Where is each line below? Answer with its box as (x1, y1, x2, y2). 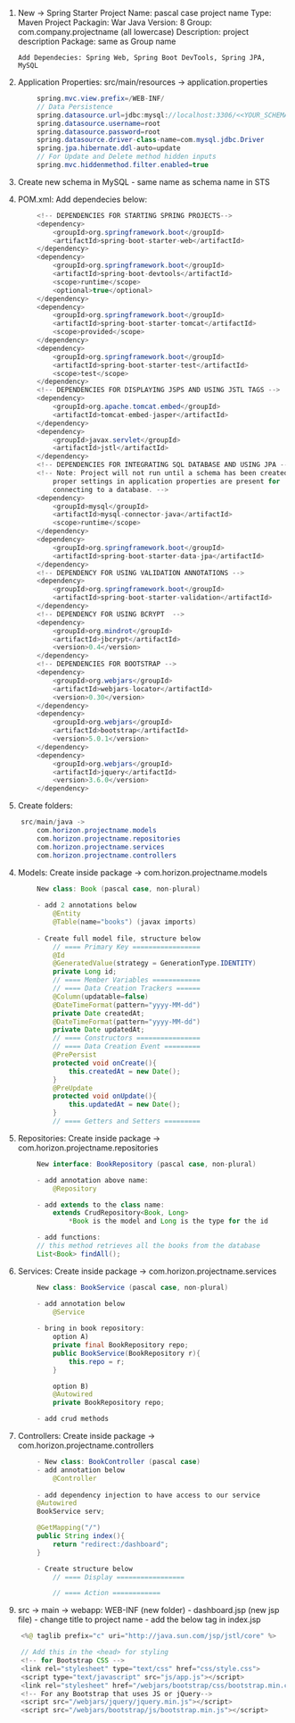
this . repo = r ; (68, 1357, 125, 1366)
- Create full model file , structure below (37, 933, 201, 943)
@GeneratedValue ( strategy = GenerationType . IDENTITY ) (52, 959, 257, 968)
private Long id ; (52, 967, 118, 976)
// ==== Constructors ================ (52, 1033, 201, 1043)
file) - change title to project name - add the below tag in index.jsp (17, 1614, 261, 1625)
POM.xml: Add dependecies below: (17, 194, 148, 205)
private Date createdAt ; (52, 1008, 145, 1017)
